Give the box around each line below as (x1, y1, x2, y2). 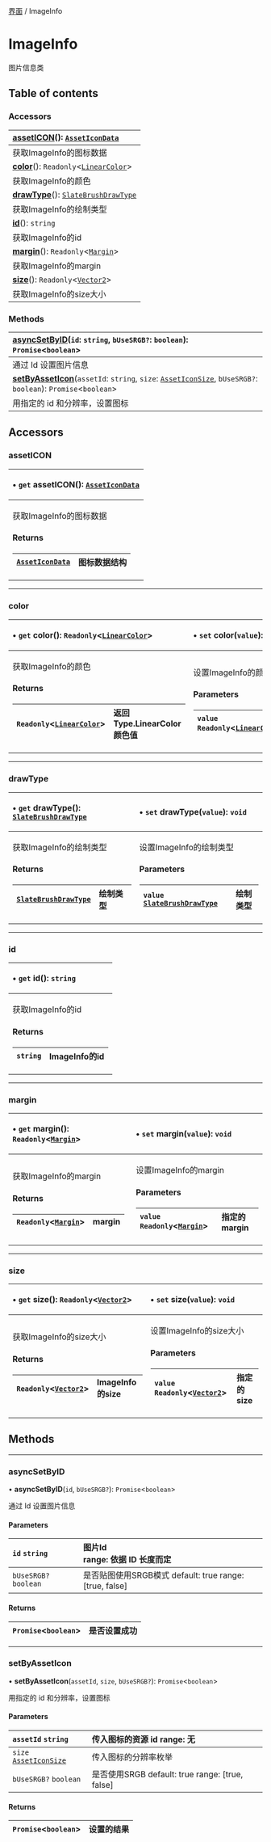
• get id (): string (12, 972, 77, 984)
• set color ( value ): (193, 629, 264, 640)
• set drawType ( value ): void (139, 806, 248, 817)
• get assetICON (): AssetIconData (12, 478, 140, 490)
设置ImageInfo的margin (135, 1165, 224, 1176)
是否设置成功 (88, 1625, 138, 1636)
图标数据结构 (77, 557, 127, 568)
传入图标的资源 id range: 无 (91, 1734, 196, 1745)
